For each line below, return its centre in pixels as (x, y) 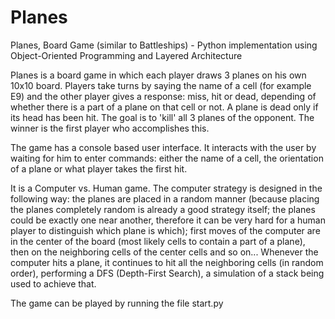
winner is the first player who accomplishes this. (110, 128)
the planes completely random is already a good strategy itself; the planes (163, 209)
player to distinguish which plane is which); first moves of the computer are (165, 230)
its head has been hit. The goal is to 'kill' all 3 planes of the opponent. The (162, 117)
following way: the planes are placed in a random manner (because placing (165, 198)
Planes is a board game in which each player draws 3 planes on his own (158, 75)
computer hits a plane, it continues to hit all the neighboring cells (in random (167, 262)
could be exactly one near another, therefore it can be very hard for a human (168, 220)
